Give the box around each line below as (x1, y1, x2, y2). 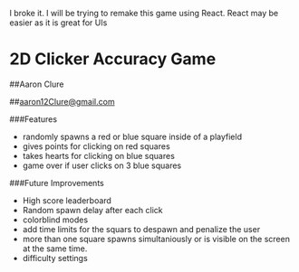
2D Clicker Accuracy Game (9, 49, 217, 70)
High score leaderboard (22, 194, 111, 206)
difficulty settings (22, 252, 88, 263)
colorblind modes (22, 214, 89, 225)
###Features (9, 113, 57, 125)
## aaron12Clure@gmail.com (9, 96, 115, 107)
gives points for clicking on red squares (22, 140, 170, 152)
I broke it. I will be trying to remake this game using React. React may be (9, 8, 279, 18)
